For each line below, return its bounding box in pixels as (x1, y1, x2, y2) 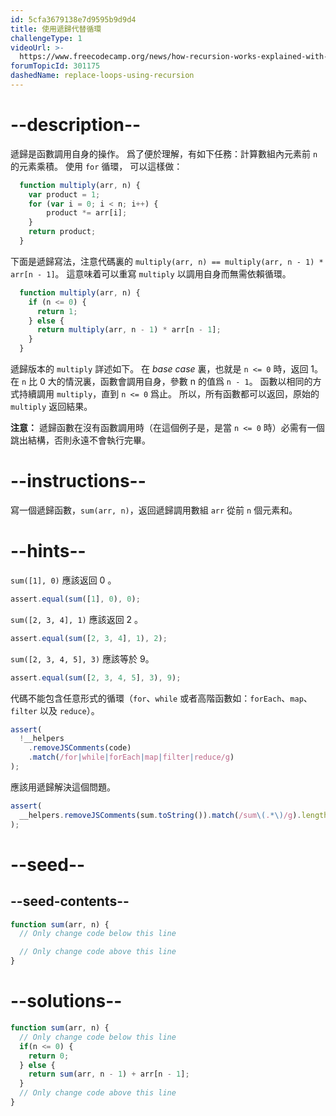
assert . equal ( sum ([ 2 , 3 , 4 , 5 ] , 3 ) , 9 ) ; (10, 672, 182, 683)
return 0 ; (28, 1051, 70, 1061)
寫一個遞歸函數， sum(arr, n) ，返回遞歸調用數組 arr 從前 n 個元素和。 (10, 504, 298, 516)
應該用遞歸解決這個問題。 (10, 781, 116, 793)
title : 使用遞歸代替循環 (10, 24, 102, 34)
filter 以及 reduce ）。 (10, 704, 100, 716)
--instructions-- (10, 470, 147, 493)
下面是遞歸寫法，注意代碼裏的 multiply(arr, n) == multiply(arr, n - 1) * (10, 255, 324, 267)
